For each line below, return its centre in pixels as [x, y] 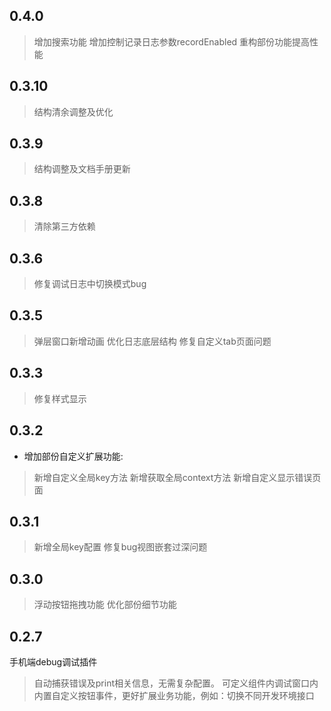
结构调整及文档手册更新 [82, 169]
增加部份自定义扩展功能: [73, 456]
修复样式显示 [60, 398]
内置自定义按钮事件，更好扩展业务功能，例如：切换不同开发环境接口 [174, 695]
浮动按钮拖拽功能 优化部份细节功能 [105, 605]
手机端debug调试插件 [53, 661]
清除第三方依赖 [64, 226]
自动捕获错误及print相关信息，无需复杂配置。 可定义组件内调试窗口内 [176, 683]
